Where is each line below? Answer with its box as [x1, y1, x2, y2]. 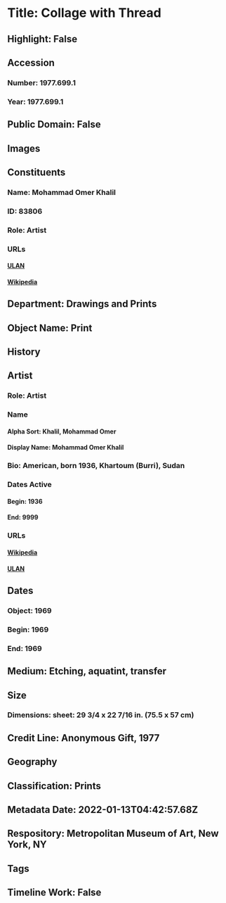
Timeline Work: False [7, 887, 102, 899]
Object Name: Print [7, 322, 93, 334]
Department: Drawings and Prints [7, 298, 157, 310]
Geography [7, 756, 58, 768]
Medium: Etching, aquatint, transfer [7, 665, 167, 677]
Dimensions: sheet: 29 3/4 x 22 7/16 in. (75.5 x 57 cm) [7, 710, 194, 720]
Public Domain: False [7, 118, 101, 131]
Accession [7, 56, 55, 68]
